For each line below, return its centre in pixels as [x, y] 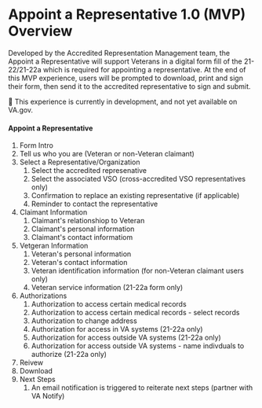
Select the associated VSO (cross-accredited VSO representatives [138, 179]
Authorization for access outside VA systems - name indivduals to [138, 346]
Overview [40, 31]
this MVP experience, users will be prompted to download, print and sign [126, 78]
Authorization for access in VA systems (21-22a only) [117, 329]
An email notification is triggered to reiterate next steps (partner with [142, 388]
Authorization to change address [84, 321]
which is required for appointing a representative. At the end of [144, 69]
